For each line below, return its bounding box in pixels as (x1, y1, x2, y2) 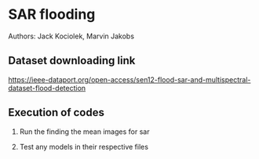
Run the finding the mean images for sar (19, 127, 150, 136)
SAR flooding (8, 5, 96, 23)
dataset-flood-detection (8, 83, 86, 92)
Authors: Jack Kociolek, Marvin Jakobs (8, 31, 135, 41)
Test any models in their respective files (19, 142, 149, 151)
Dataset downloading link (8, 54, 136, 67)
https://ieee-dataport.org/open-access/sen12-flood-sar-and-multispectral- (8, 74, 251, 84)
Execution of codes (8, 106, 104, 119)
